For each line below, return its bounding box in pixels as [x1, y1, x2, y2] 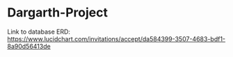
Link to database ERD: [7, 27, 71, 36]
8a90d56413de [7, 42, 51, 50]
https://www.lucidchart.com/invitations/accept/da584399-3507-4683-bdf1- [7, 34, 226, 43]
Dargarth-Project [7, 5, 108, 21]
